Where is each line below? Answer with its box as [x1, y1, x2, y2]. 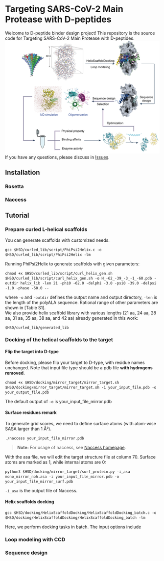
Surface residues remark [5, 409, 57, 415]
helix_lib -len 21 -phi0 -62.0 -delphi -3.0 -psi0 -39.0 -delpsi [20, 280, 157, 285]
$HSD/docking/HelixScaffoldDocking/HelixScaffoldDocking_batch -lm [5, 515, 146, 520]
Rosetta [5, 183, 24, 190]
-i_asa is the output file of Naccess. [5, 487, 78, 493]
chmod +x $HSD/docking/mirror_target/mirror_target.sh [5, 380, 119, 385]
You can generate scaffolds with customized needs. [5, 237, 110, 243]
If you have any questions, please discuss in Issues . [5, 154, 110, 160]
